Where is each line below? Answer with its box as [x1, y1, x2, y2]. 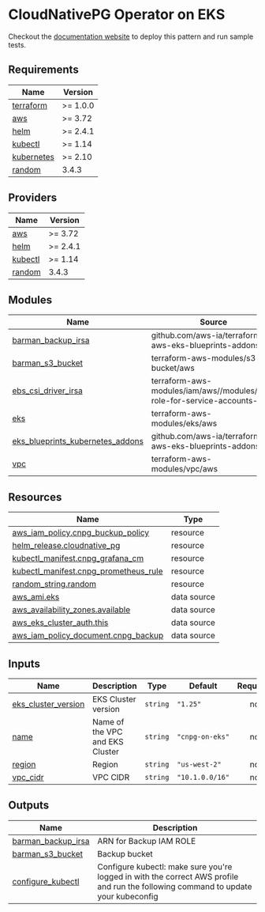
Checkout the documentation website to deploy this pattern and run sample [8, 32, 254, 41]
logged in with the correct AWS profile [97, 871, 239, 882]
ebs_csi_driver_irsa [12, 385, 83, 396]
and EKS [91, 736, 124, 747]
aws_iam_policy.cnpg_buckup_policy [12, 528, 150, 539]
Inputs [8, 657, 41, 670]
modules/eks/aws [151, 418, 218, 429]
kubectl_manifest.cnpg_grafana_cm [12, 553, 144, 564]
